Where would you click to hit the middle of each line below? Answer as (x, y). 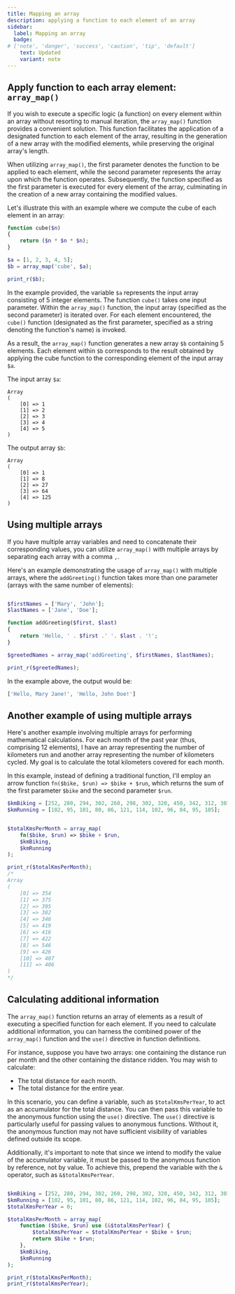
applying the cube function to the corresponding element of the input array (115, 358)
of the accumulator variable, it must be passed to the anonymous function (114, 1160)
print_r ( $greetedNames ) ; (43, 668)
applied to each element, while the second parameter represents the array (114, 171)
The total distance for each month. (67, 1081)
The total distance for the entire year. (71, 1088)
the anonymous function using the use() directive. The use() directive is (111, 1116)
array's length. (28, 150)
